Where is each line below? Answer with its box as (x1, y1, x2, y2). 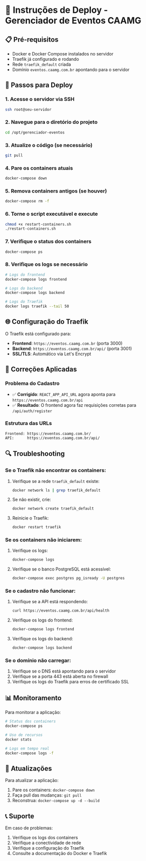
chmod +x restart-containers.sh (5, 222, 71, 227)
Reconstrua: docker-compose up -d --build (12, 798, 100, 804)
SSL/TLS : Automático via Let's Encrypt (12, 351, 91, 357)
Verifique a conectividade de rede (12, 840, 81, 846)
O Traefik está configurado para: (5, 331, 71, 336)
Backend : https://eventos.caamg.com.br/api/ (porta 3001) (12, 345, 132, 351)
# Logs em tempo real (5, 746, 50, 751)
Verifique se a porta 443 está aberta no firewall (12, 673, 108, 679)
